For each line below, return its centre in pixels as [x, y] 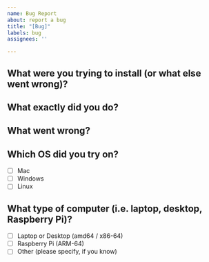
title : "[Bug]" [29, 26]
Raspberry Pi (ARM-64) [51, 244]
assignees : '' [28, 39]
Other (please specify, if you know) [67, 252]
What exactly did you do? [63, 107]
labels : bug [24, 33]
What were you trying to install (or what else [104, 73]
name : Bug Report [32, 13]
